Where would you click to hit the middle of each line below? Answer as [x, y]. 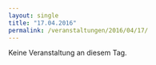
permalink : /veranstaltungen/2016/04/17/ [78, 30]
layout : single [34, 15]
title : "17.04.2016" [43, 23]
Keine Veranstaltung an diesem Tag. [68, 53]
